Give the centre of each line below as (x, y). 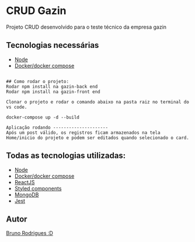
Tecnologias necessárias (53, 45)
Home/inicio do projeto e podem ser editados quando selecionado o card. (98, 138)
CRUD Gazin (36, 11)
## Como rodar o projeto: (37, 81)
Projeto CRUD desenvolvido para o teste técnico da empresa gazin (86, 27)
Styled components (38, 188)
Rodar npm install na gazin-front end (53, 92)
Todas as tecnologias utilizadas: (66, 156)
